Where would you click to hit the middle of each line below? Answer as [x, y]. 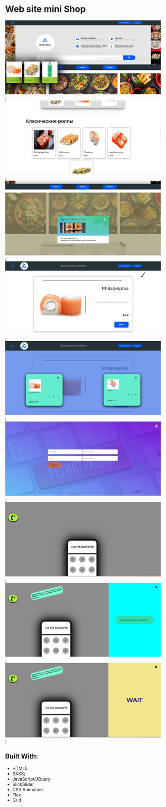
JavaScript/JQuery [31, 779]
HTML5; [21, 768]
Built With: [22, 757]
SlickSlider [23, 784]
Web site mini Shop [45, 9]
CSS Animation [28, 789]
